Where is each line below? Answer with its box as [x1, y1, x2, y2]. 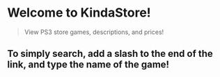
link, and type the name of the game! [7, 59, 169, 71]
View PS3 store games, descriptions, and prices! [24, 28, 164, 36]
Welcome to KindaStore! [7, 5, 151, 21]
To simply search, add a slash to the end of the [7, 48, 214, 60]
